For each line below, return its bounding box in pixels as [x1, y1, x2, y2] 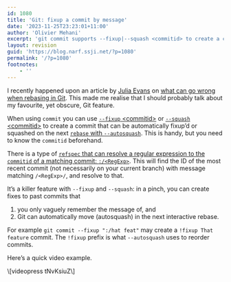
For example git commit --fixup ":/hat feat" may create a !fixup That [7, 226, 213, 234]
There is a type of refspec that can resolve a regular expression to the [7, 149, 205, 158]
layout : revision [7, 42, 57, 49]
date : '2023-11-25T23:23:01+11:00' [7, 23, 109, 30]
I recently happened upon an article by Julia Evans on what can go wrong [7, 86, 216, 95]
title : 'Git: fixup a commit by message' [7, 16, 128, 23]
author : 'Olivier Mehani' [7, 29, 81, 36]
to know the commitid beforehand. [7, 136, 103, 144]
